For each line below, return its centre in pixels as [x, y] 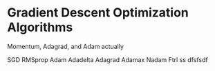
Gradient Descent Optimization [98, 13]
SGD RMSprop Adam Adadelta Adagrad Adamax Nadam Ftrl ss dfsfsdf [108, 59]
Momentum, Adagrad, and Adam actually [66, 46]
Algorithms [40, 27]
